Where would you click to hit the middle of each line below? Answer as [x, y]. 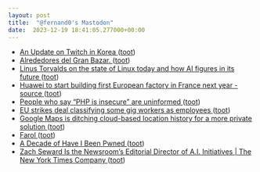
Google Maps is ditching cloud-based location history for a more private [135, 119]
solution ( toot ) [42, 127]
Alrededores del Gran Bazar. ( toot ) [75, 60]
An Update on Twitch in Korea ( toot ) [77, 52]
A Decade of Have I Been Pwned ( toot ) [82, 143]
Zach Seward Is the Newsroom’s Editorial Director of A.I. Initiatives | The [135, 152]
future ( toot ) [39, 77]
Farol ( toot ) [38, 135]
